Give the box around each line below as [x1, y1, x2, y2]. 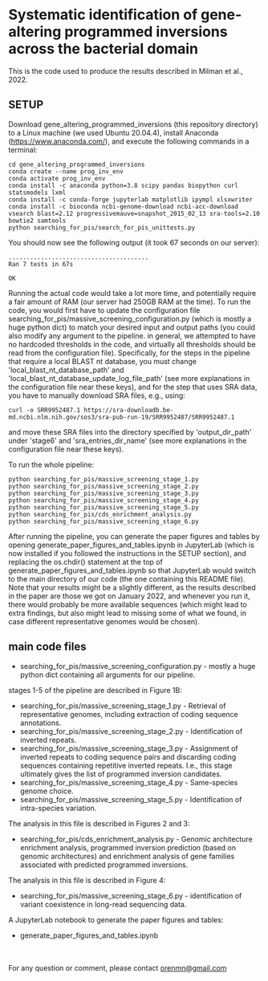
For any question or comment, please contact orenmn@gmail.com [8, 963, 227, 972]
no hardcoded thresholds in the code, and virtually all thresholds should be [8, 339, 256, 349]
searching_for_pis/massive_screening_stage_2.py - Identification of [19, 726, 243, 736]
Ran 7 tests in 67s [8, 260, 74, 268]
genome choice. [19, 786, 74, 796]
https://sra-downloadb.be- [83, 406, 174, 414]
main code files [8, 640, 87, 654]
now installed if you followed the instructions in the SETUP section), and [8, 548, 246, 558]
